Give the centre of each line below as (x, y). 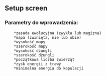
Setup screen (26, 8)
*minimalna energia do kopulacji (49, 68)
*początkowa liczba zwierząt (44, 59)
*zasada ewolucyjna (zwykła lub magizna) (58, 33)
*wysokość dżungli (33, 51)
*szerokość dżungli (34, 55)
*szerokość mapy (31, 46)
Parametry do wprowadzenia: (41, 23)
